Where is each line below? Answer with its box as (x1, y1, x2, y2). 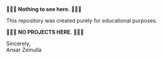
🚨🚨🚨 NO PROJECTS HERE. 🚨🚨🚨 (6, 28, 84, 36)
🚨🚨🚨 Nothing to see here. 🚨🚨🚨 (6, 6, 82, 12)
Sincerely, (6, 40, 31, 47)
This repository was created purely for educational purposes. (6, 17, 158, 24)
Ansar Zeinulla (6, 46, 42, 53)
